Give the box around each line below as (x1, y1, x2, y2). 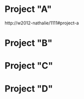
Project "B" (4, 37, 53, 49)
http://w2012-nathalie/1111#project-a (4, 20, 79, 26)
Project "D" (4, 83, 53, 94)
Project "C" (4, 60, 53, 72)
